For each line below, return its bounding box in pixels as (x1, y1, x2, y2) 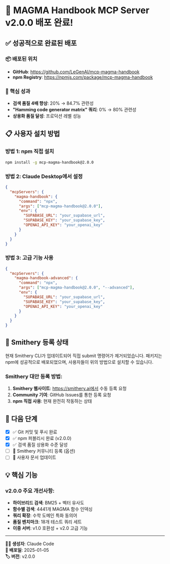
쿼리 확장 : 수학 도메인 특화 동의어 (12, 513, 77, 518)
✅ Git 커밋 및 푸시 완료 (12, 429, 57, 435)
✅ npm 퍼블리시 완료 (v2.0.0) (12, 435, 72, 442)
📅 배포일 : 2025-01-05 (5, 547, 49, 553)
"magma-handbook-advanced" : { (14, 275, 78, 281)
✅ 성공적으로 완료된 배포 (5, 39, 77, 47)
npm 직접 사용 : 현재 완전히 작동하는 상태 (12, 398, 92, 404)
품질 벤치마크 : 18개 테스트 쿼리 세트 (12, 519, 82, 525)
